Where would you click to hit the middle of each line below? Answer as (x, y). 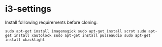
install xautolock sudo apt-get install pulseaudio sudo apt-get (82, 35)
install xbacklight (25, 40)
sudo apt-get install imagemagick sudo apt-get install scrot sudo (76, 31)
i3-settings (28, 9)
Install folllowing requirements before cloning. (51, 22)
